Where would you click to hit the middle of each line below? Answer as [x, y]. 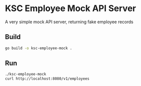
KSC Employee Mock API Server [70, 8]
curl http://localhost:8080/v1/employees [47, 79]
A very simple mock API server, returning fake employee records [69, 22]
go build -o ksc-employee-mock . [39, 48]
